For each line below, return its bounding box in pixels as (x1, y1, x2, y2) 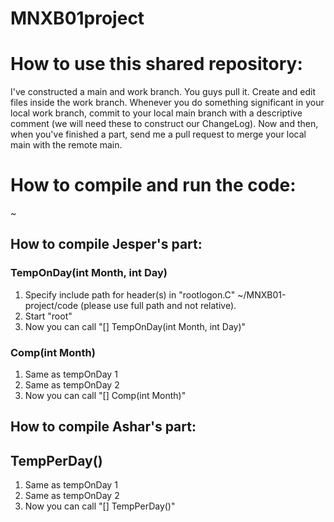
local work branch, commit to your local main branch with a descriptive (10, 107, 303, 119)
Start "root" (24, 310, 73, 322)
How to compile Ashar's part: (10, 418, 197, 436)
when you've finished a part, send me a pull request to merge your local (10, 128, 307, 141)
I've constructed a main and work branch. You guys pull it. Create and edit (10, 86, 316, 98)
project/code (24, 299, 79, 311)
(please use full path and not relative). (80, 299, 237, 311)
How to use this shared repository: (10, 53, 303, 76)
